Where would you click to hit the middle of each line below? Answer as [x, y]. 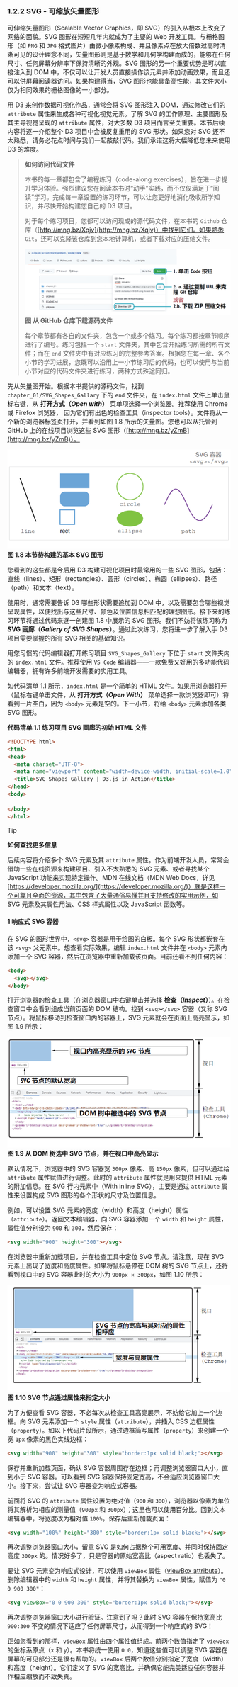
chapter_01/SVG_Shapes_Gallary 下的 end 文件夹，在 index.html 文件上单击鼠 [119, 395]
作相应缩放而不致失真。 [41, 1676]
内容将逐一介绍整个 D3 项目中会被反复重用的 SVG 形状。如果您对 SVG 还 [113, 132]
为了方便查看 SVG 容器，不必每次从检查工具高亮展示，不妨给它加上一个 [112, 1412]
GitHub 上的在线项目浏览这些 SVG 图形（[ [68, 431]
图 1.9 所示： [26, 1027]
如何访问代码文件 [50, 164]
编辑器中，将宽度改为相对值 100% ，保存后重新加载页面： [89, 1518]
